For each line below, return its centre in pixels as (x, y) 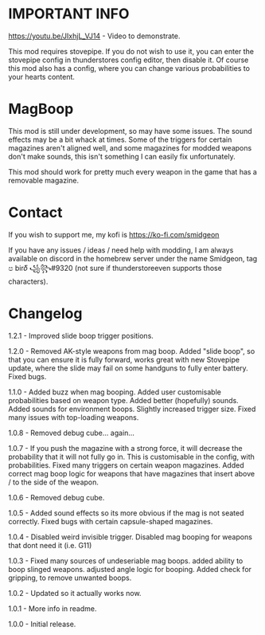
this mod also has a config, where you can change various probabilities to (129, 68)
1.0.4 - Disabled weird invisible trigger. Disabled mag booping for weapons (131, 537)
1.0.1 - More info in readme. (53, 608)
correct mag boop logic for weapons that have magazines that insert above (132, 473)
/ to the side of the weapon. (54, 482)
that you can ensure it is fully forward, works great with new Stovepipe (124, 359)
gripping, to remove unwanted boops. (70, 578)
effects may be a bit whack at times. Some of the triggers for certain (120, 139)
